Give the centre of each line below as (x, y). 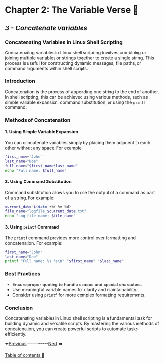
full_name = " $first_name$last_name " (41, 166)
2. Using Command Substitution (39, 181)
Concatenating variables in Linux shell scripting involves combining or (76, 52)
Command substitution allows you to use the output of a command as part (80, 193)
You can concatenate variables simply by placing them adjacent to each (78, 143)
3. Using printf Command (32, 227)
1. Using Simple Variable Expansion (42, 131)
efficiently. (16, 334)
